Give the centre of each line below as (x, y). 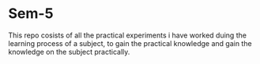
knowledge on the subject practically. (69, 52)
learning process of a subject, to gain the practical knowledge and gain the (130, 43)
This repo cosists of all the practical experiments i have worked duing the (128, 35)
